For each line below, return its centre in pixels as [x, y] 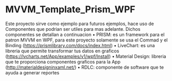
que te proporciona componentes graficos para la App [63, 62]
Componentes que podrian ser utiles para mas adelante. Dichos [73, 29]
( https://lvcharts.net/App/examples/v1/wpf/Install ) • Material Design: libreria [86, 56]
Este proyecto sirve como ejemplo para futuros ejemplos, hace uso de [80, 24]
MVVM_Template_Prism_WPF [70, 9]
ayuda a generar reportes [32, 72]
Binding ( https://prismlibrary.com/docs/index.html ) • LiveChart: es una [80, 45]
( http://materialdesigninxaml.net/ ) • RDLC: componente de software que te [84, 67]
